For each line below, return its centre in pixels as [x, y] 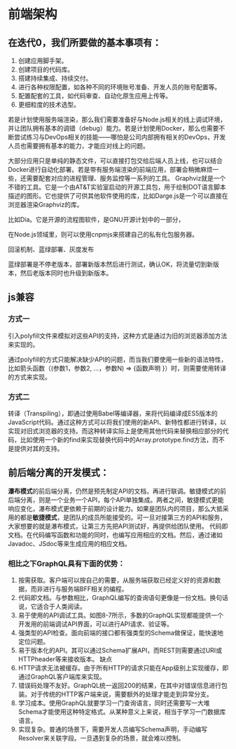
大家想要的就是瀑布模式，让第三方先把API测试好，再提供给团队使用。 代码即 [118, 526]
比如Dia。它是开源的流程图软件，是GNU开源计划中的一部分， [96, 219]
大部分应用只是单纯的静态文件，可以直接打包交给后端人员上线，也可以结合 [115, 161]
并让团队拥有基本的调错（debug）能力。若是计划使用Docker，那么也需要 [113, 128]
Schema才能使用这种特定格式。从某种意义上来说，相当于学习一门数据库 [122, 712]
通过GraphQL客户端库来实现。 [62, 677]
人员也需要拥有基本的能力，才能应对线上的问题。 [78, 146]
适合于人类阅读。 [61, 607]
